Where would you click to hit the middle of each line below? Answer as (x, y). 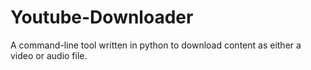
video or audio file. (49, 55)
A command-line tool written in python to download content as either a (156, 45)
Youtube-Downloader (102, 17)
